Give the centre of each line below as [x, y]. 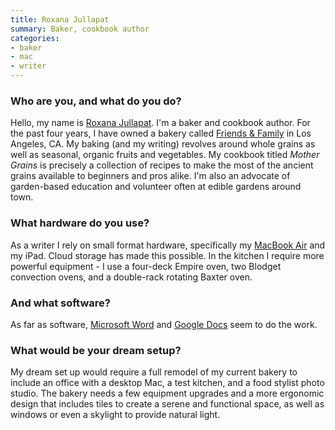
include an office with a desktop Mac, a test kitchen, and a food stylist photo [167, 383]
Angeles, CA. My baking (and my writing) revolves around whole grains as [163, 144]
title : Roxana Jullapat [60, 19]
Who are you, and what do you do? [96, 101]
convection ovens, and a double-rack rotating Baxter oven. [131, 277]
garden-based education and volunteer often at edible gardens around [156, 187]
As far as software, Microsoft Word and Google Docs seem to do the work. [164, 324]
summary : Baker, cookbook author [80, 29]
